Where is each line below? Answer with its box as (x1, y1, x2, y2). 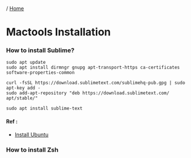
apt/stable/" (6, 95, 38, 101)
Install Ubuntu (14, 131, 49, 138)
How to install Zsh (6, 146, 59, 154)
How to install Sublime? (6, 46, 75, 54)
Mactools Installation (6, 26, 111, 39)
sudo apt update (6, 60, 46, 66)
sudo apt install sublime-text (6, 105, 83, 112)
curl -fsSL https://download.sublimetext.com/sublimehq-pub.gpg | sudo (6, 80, 185, 86)
